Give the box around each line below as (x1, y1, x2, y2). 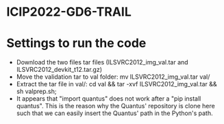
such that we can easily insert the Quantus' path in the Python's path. (16, 109, 213, 117)
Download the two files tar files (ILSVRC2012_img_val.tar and (16, 58, 189, 66)
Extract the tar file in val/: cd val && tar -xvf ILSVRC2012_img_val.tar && (16, 80, 217, 88)
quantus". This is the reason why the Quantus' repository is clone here (16, 102, 215, 110)
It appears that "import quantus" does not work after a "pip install (16, 95, 201, 103)
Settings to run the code (6, 36, 147, 51)
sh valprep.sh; (16, 87, 57, 96)
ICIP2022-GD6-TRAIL (6, 4, 132, 20)
